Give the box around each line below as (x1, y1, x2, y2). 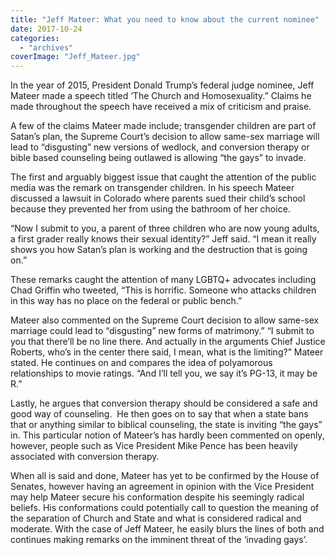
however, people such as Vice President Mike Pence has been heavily (10, 440, 298, 452)
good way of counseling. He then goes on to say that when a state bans (10, 408, 309, 420)
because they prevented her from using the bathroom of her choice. (10, 203, 291, 215)
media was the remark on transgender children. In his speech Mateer (10, 182, 295, 194)
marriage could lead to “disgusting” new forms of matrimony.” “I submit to (10, 325, 315, 337)
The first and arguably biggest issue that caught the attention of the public (10, 171, 317, 183)
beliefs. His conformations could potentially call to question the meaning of (10, 502, 320, 514)
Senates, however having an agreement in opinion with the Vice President (10, 481, 315, 493)
